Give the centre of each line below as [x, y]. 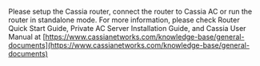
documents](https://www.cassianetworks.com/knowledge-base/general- [129, 45]
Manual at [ [27, 37]
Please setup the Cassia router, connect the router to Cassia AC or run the [130, 12]
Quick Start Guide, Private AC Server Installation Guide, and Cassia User [127, 28]
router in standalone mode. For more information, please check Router [124, 20]
